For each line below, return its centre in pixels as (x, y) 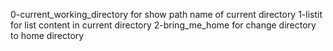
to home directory (47, 35)
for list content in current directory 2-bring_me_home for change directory (163, 25)
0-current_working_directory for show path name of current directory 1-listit (166, 14)
